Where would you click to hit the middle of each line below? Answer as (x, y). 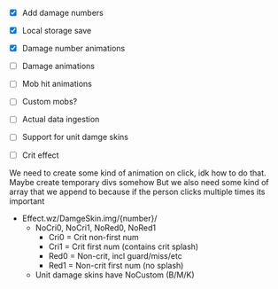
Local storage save (57, 31)
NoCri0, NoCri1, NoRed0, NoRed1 (96, 227)
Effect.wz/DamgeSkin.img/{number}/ (89, 218)
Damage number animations (73, 49)
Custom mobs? (50, 102)
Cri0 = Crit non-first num (93, 237)
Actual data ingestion (61, 120)
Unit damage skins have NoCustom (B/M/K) (115, 275)
